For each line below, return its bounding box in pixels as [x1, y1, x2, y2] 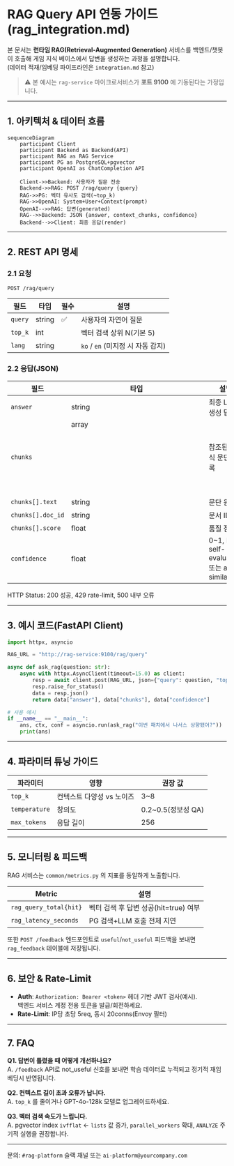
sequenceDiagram [7, 134, 54, 142]
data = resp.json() [32, 690, 89, 697]
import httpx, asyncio [7, 639, 73, 646]
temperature [10, 805, 51, 813]
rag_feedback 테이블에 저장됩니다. [7, 944, 101, 952]
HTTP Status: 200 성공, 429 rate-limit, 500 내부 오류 [7, 591, 155, 599]
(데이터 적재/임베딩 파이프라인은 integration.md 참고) [7, 63, 155, 71]
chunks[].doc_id [10, 510, 65, 519]
